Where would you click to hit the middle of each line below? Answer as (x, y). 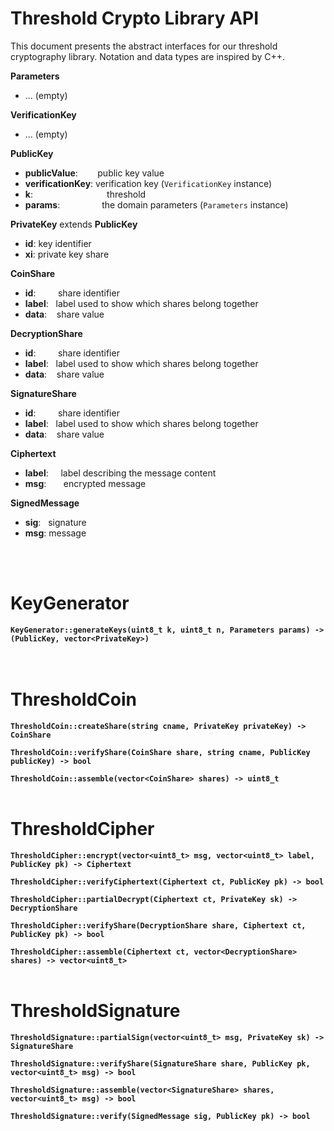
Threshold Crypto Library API (135, 18)
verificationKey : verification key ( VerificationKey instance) (148, 183)
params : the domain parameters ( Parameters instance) (156, 204)
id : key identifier (58, 243)
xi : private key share (67, 254)
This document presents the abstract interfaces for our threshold (144, 46)
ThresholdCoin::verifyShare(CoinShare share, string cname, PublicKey (160, 752)
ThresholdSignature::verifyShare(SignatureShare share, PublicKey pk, (160, 1063)
